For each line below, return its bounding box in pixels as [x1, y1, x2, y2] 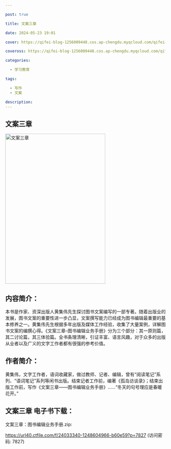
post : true [5, 12, 28, 17]
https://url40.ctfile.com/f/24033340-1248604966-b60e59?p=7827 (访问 [5, 432, 158, 438]
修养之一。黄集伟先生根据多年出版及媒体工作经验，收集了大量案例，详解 [9, 322, 161, 327]
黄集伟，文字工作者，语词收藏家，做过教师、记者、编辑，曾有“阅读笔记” [5, 371, 157, 377]
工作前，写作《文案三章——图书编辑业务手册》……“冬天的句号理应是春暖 [9, 384, 162, 390]
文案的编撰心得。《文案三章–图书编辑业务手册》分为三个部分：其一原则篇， [9, 328, 166, 334]
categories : [5, 58, 31, 63]
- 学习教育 [10, 67, 30, 72]
